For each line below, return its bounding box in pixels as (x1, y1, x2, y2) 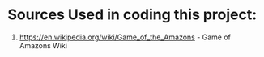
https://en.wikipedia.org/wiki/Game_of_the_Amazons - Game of (19, 32, 232, 42)
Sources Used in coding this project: (7, 6, 258, 24)
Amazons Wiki (19, 40, 68, 50)
